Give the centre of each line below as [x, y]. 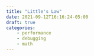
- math [25, 44]
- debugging [31, 38]
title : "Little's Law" [34, 11]
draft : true [21, 22]
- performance [34, 33]
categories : [21, 28]
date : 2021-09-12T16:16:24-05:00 [47, 17]
